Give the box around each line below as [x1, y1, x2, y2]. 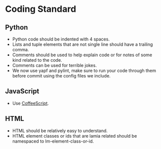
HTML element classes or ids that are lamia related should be [12, 133, 137, 139]
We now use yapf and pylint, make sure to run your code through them [12, 68, 157, 74]
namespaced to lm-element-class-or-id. [12, 138, 94, 144]
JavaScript [5, 87, 40, 96]
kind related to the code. [12, 57, 63, 63]
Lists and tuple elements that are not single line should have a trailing [12, 41, 153, 47]
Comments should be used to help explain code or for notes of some [12, 52, 152, 58]
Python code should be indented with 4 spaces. [12, 36, 110, 42]
